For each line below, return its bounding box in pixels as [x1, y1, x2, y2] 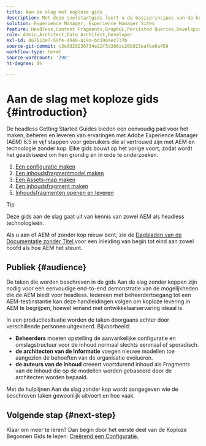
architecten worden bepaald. [15, 374, 88, 381]
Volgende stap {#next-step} [6, 410, 116, 420]
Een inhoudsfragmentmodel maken [15, 170, 104, 177]
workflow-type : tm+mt [6, 49, 62, 55]
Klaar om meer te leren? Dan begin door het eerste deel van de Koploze [6, 426, 187, 434]
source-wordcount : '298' [6, 55, 70, 61]
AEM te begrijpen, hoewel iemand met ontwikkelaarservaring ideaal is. [6, 304, 184, 312]
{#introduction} [6, 105, 88, 119]
